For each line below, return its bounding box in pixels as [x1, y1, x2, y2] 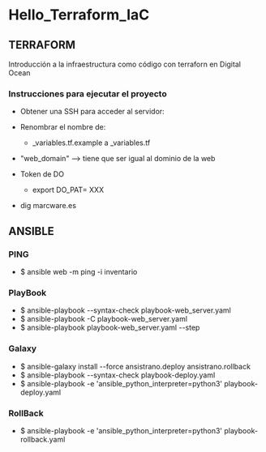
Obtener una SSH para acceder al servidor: [19, 107, 165, 117]
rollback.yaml [19, 434, 66, 444]
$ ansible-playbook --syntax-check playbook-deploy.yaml [19, 370, 216, 380]
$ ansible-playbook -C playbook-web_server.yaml [19, 314, 188, 324]
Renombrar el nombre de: [19, 122, 106, 132]
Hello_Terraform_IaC [8, 6, 150, 24]
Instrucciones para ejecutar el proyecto [8, 87, 168, 99]
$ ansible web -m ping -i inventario [19, 267, 138, 276]
